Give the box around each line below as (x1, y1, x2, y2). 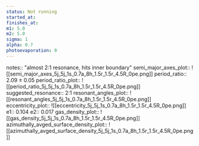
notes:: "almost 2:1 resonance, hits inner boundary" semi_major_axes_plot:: (6, 64, 191, 71)
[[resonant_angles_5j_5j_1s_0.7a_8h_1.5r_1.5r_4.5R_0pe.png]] (6, 95, 152, 102)
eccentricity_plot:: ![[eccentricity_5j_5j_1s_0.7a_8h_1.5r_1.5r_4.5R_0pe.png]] (6, 102, 186, 109)
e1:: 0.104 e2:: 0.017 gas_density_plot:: (6, 108, 99, 115)
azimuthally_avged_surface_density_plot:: (6, 120, 107, 128)
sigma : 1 (6, 36, 28, 42)
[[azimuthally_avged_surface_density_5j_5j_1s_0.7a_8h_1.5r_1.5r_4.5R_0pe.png (6, 127, 194, 134)
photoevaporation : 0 (6, 48, 58, 54)
